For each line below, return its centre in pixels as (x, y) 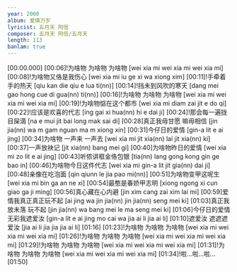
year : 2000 (23, 14)
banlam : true (27, 47)
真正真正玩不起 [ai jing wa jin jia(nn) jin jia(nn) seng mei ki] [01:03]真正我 (125, 200)
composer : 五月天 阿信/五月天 (48, 34)
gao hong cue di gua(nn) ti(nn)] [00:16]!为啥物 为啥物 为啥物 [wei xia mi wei (117, 94)
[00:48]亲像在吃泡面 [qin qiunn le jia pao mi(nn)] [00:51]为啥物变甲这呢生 (114, 174)
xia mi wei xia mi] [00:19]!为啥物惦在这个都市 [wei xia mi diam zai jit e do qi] (117, 103)
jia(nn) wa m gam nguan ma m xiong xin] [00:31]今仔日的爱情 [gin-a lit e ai (115, 130)
